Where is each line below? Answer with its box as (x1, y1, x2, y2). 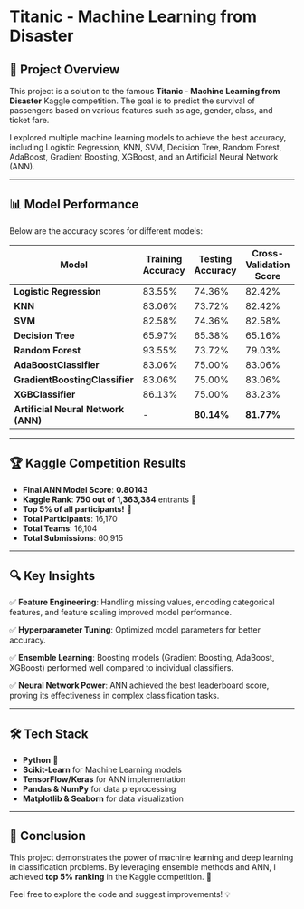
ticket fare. (9, 115, 50, 125)
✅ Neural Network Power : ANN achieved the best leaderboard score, (9, 680, 270, 691)
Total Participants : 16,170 (22, 513, 118, 524)
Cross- (252, 247, 284, 259)
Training (145, 252, 183, 265)
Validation (245, 258, 290, 271)
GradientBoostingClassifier (14, 373, 134, 386)
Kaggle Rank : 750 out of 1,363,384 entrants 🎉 (22, 494, 197, 505)
